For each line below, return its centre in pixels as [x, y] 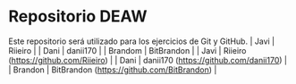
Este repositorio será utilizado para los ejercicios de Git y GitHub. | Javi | [141, 41]
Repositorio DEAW [78, 17]
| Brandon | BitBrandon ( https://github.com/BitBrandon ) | [113, 70]
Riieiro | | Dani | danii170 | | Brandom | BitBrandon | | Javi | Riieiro [127, 50]
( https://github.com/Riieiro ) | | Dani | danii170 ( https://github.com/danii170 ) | [148, 60]
